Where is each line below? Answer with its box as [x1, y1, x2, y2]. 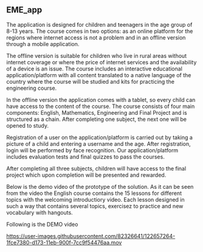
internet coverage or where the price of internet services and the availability [6, 58, 197, 66]
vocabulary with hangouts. [6, 209, 73, 216]
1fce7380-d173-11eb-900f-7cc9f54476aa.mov [6, 239, 122, 246]
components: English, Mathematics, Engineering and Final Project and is [6, 109, 187, 116]
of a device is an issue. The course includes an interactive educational [6, 65, 182, 72]
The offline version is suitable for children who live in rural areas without [6, 52, 187, 60]
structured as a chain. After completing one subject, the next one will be [6, 115, 187, 123]
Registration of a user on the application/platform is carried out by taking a [6, 134, 193, 141]
